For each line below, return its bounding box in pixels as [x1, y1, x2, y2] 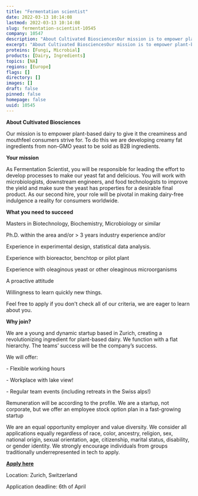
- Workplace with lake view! [6, 376, 74, 384]
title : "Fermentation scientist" [6, 8, 88, 15]
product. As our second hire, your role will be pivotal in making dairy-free [6, 191, 184, 198]
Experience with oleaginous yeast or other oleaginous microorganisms [6, 266, 177, 273]
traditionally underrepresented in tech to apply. [6, 448, 120, 456]
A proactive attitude [6, 277, 54, 284]
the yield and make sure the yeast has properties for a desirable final [6, 184, 173, 191]
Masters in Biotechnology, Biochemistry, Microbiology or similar [6, 220, 161, 227]
